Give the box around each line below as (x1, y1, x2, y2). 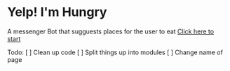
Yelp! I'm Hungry (7, 4, 107, 20)
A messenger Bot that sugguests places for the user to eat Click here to (7, 27, 215, 35)
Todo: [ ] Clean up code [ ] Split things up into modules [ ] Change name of (7, 48, 223, 56)
